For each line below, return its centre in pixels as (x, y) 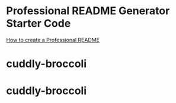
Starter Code (39, 23)
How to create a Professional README (53, 40)
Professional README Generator (88, 11)
